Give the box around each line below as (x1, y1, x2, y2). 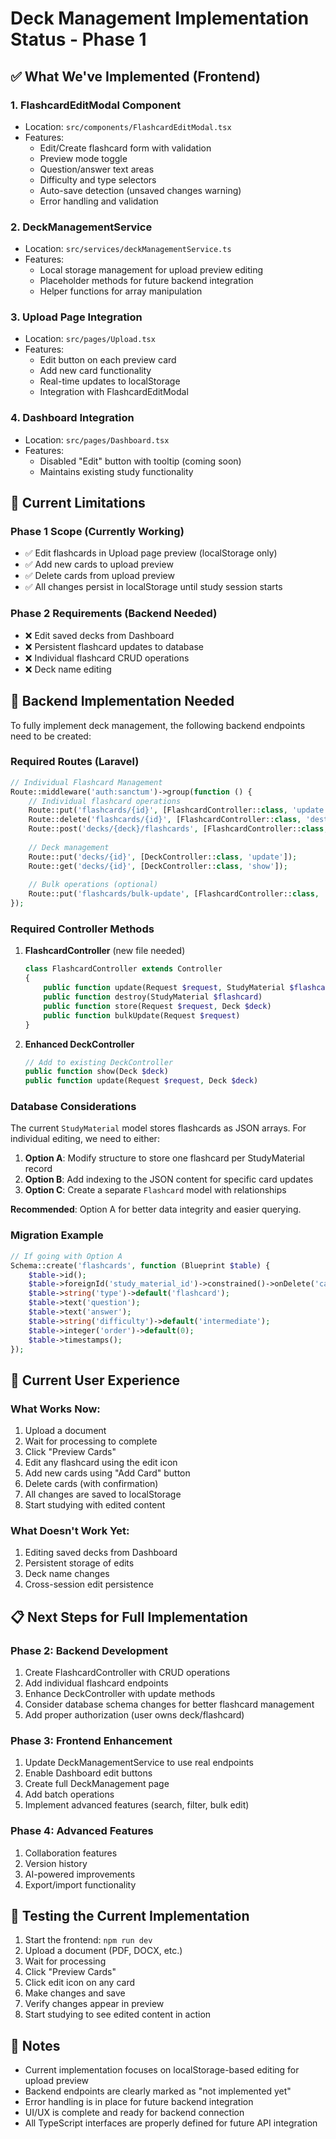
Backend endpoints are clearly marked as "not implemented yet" (24, 2085, 292, 2097)
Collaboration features (24, 1847, 118, 1859)
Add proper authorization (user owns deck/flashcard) (24, 1709, 245, 1721)
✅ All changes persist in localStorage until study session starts (24, 581, 283, 593)
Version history (24, 1857, 88, 1869)
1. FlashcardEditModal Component (10, 98, 182, 112)
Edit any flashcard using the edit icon (24, 1457, 178, 1469)
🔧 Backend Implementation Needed (10, 693, 235, 710)
